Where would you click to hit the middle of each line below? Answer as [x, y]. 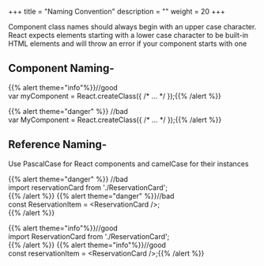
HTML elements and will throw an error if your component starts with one [128, 44]
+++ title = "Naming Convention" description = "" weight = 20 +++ [117, 11]
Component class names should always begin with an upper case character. [132, 27]
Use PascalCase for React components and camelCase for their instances [128, 163]
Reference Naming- [58, 144]
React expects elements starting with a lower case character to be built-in [128, 35]
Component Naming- [61, 68]
